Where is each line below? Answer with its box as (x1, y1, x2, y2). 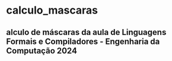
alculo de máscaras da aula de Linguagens (6, 27, 167, 37)
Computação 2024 (6, 46, 77, 56)
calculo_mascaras (6, 4, 98, 17)
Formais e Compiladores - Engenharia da (6, 36, 160, 46)
